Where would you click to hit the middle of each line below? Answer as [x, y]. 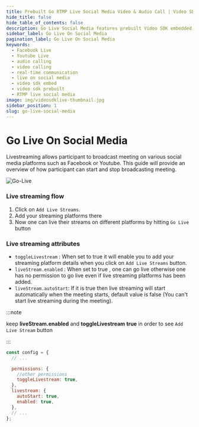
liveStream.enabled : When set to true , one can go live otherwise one [100, 269]
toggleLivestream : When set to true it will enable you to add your [94, 257]
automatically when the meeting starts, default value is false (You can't [101, 294]
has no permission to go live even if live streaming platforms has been [100, 275]
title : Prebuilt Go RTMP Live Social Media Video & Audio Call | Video [96, 12]
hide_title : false [29, 17]
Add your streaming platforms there [58, 216]
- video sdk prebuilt [38, 89]
